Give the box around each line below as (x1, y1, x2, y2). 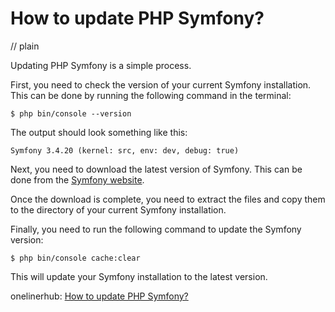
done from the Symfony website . (10, 173, 145, 186)
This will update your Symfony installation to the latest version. (10, 270, 268, 282)
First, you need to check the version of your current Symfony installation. (10, 78, 312, 91)
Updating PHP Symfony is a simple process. (10, 59, 192, 71)
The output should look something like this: (10, 126, 188, 138)
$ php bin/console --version (10, 108, 132, 119)
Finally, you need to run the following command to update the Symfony (10, 223, 302, 235)
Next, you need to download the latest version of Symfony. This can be (10, 163, 303, 175)
